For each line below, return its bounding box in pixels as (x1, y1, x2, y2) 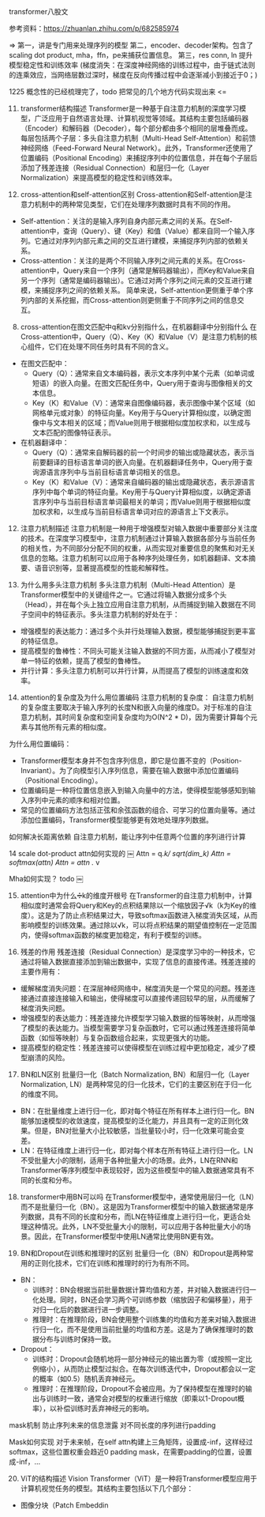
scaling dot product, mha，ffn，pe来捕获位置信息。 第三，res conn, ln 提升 (9, 51, 253, 59)
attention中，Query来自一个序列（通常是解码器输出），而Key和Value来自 (20, 266, 256, 275)
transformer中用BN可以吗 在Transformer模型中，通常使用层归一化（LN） (20, 1192, 256, 1202)
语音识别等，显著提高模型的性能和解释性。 (34, 564, 173, 572)
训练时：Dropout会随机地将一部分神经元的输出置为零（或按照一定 (32, 1354, 245, 1364)
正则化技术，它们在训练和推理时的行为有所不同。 (34, 1259, 194, 1267)
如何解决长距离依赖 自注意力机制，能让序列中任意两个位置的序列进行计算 (9, 832, 246, 841)
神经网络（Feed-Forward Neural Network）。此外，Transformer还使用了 (20, 143, 254, 153)
